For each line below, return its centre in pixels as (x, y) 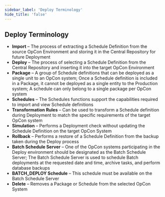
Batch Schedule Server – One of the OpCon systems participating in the (86, 147)
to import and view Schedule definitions (53, 104)
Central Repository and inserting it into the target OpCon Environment (83, 68)
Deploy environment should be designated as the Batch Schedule (79, 152)
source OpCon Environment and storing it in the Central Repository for (84, 52)
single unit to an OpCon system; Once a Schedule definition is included (84, 78)
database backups (31, 168)
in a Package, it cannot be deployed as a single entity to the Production (85, 84)
